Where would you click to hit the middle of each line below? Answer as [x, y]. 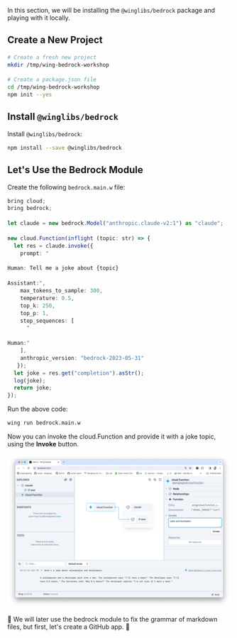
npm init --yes [30, 95]
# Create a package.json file [52, 80]
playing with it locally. [39, 18]
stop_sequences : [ [47, 321]
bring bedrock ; [30, 209]
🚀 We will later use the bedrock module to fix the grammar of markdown [112, 619]
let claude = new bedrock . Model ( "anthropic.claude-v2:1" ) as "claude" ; [115, 224]
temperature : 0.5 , [47, 298]
